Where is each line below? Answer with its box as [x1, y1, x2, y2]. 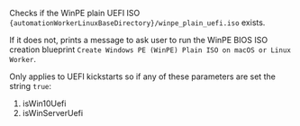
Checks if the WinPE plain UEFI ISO [9, 8, 141, 18]
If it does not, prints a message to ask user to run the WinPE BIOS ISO [9, 35, 268, 45]
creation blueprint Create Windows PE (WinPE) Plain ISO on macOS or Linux [9, 44, 291, 55]
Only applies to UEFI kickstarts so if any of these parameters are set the [9, 71, 277, 82]
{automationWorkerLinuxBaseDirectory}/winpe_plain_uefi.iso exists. [9, 17, 266, 28]
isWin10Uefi [22, 98, 67, 109]
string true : [9, 81, 52, 91]
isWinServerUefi [22, 108, 84, 118]
